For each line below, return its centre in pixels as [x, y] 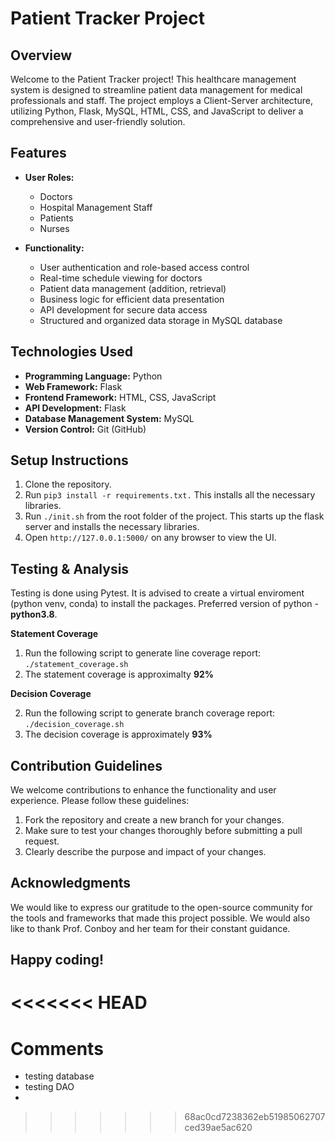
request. [42, 841]
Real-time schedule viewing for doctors [121, 278]
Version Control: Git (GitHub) [85, 429]
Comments [57, 1048]
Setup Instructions [69, 460]
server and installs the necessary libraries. [112, 527]
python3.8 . [34, 614]
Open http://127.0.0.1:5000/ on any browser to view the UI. [150, 538]
